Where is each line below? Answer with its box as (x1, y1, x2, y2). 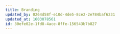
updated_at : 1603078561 (5, 16, 56, 21)
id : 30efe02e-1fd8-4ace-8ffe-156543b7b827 (5, 21, 97, 26)
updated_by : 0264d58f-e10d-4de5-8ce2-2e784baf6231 (5, 12, 115, 17)
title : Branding (5, 7, 40, 12)
